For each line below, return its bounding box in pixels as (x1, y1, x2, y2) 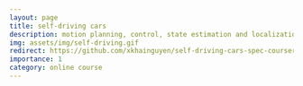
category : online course (9, 64, 103, 73)
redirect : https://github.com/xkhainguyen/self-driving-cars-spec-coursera (9, 47, 300, 56)
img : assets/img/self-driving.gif (9, 38, 140, 47)
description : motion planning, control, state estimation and (9, 30, 248, 39)
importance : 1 (9, 55, 63, 64)
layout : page (9, 13, 59, 22)
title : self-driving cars (9, 21, 106, 30)
